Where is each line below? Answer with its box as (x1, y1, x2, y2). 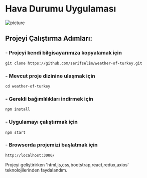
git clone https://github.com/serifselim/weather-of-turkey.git (5, 61, 142, 66)
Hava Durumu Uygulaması (5, 3, 116, 15)
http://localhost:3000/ (5, 153, 55, 158)
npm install (5, 107, 30, 112)
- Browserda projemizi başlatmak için (5, 141, 98, 148)
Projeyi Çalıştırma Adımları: (5, 34, 93, 43)
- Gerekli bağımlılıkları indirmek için (5, 95, 94, 102)
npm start (5, 130, 26, 135)
